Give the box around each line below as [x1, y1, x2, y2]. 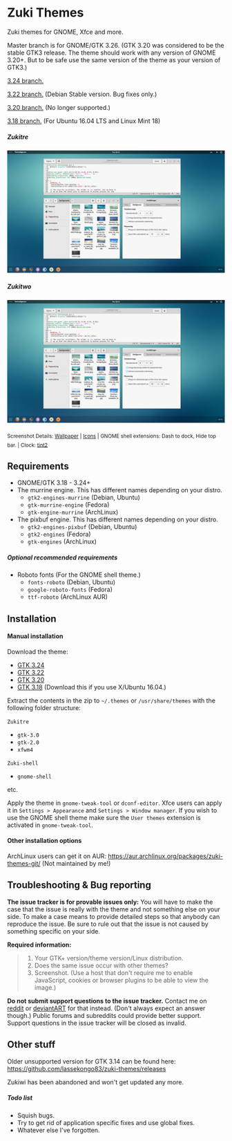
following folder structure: [7, 703, 81, 712]
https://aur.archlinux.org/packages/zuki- [108, 852, 223, 860]
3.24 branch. [7, 76, 43, 84]
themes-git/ [7, 860, 41, 868]
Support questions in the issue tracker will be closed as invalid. [7, 1019, 186, 1027]
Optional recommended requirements [7, 553, 118, 562]
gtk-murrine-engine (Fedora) [27, 501, 110, 509]
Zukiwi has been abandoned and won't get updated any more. [7, 1077, 184, 1086]
